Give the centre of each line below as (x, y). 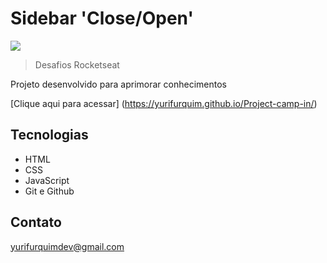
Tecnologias (49, 135)
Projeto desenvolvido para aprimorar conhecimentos (118, 84)
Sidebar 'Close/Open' (102, 18)
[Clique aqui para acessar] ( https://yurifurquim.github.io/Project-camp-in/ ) (164, 103)
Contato (36, 222)
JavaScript (47, 180)
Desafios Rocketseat (77, 64)
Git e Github (49, 191)
